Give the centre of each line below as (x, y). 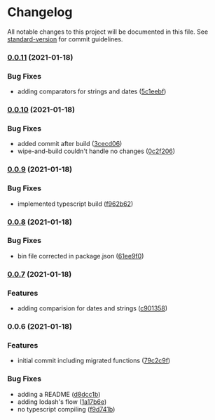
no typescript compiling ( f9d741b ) (66, 409)
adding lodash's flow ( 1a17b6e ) (62, 402)
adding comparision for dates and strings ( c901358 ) (92, 308)
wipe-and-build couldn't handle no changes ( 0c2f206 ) (96, 151)
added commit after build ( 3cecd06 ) (70, 144)
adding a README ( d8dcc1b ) (59, 394)
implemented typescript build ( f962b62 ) (75, 204)
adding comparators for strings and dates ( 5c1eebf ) (92, 91)
